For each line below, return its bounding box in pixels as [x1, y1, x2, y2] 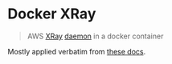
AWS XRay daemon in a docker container [27, 31, 164, 41]
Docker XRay [7, 5, 96, 23]
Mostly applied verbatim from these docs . [7, 46, 146, 56]
